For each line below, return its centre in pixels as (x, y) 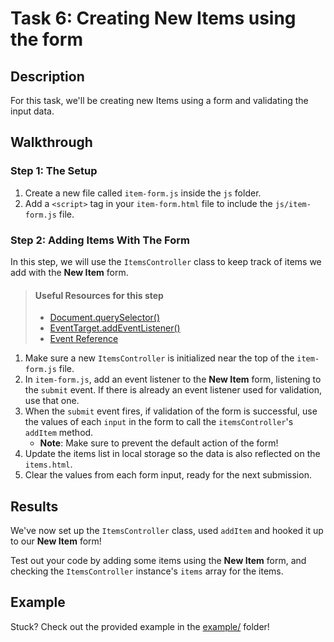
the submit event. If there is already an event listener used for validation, (173, 390)
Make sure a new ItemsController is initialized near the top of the (159, 358)
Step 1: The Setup (54, 171)
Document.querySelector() (105, 318)
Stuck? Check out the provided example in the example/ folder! (140, 626)
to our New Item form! (56, 541)
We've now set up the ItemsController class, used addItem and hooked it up (167, 530)
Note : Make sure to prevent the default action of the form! (159, 443)
